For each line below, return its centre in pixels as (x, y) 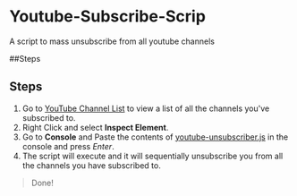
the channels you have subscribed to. (91, 165)
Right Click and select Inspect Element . (95, 127)
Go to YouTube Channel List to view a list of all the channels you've (146, 108)
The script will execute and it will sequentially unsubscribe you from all (153, 156)
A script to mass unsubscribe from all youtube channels (112, 41)
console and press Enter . (68, 146)
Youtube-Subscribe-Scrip (107, 17)
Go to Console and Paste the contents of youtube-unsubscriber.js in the (155, 137)
